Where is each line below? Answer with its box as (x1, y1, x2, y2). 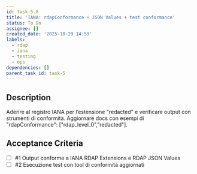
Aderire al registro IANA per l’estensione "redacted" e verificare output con (6, 109, 192, 116)
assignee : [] (6, 25, 39, 32)
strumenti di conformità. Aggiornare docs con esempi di (6, 115, 144, 122)
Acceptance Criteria (6, 139, 83, 149)
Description (6, 92, 51, 103)
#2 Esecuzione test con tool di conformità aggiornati (14, 161, 145, 168)
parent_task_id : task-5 (6, 70, 66, 76)
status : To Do (6, 20, 42, 26)
